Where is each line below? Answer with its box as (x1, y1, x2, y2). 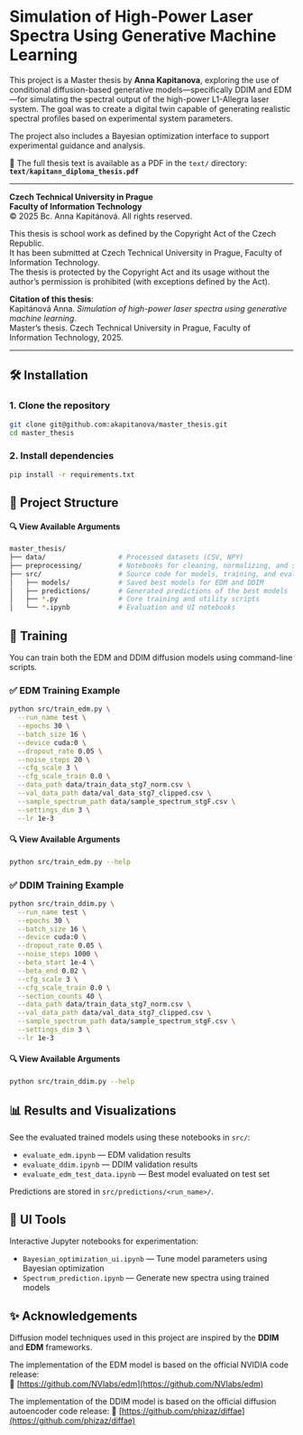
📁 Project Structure (9, 495, 119, 510)
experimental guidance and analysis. (9, 140, 146, 151)
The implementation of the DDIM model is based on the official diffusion (9, 1396, 277, 1407)
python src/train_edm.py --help (9, 857, 131, 866)
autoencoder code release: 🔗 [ (9, 1406, 123, 1417)
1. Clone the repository (9, 399, 111, 412)
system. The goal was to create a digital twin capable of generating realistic (9, 103, 291, 114)
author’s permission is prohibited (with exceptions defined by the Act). (9, 275, 271, 286)
